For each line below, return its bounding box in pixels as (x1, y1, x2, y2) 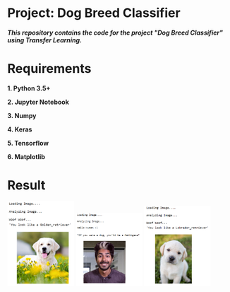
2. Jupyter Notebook (7, 98, 69, 106)
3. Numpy (7, 111, 37, 119)
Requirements (7, 61, 92, 77)
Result (7, 177, 46, 194)
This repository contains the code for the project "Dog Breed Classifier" (7, 28, 224, 37)
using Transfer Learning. (7, 35, 83, 44)
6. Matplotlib (7, 152, 46, 160)
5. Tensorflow (7, 139, 49, 147)
